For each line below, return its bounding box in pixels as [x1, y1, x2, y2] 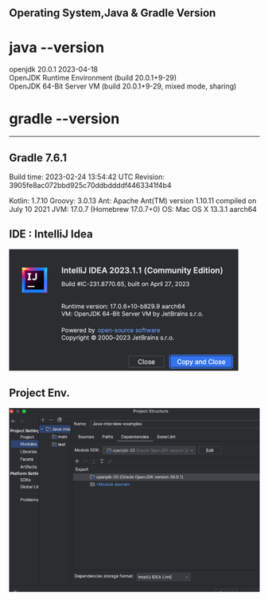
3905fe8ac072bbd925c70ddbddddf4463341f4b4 [9, 181, 172, 190]
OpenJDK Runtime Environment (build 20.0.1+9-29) [9, 73, 177, 83]
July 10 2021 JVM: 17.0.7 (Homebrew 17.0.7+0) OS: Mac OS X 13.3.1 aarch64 [9, 205, 258, 214]
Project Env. [9, 386, 71, 400]
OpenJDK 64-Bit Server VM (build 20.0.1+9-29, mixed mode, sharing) [9, 81, 237, 91]
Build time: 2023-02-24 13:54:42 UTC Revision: [9, 172, 165, 182]
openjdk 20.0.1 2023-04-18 [9, 65, 99, 74]
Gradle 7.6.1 [9, 151, 67, 164]
